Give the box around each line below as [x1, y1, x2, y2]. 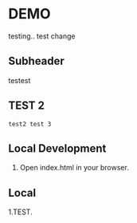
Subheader [8, 54, 65, 68]
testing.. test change [8, 31, 76, 41]
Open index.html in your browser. [19, 163, 129, 173]
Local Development [8, 141, 107, 155]
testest [8, 75, 31, 85]
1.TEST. [8, 207, 33, 217]
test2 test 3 [8, 120, 52, 128]
